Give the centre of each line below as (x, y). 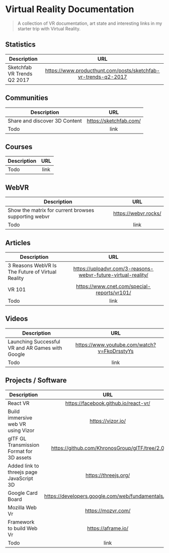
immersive (20, 418)
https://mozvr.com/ (108, 511)
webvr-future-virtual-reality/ (113, 275)
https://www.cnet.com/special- (113, 286)
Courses (19, 147)
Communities (27, 98)
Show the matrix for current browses (51, 210)
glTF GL (17, 438)
